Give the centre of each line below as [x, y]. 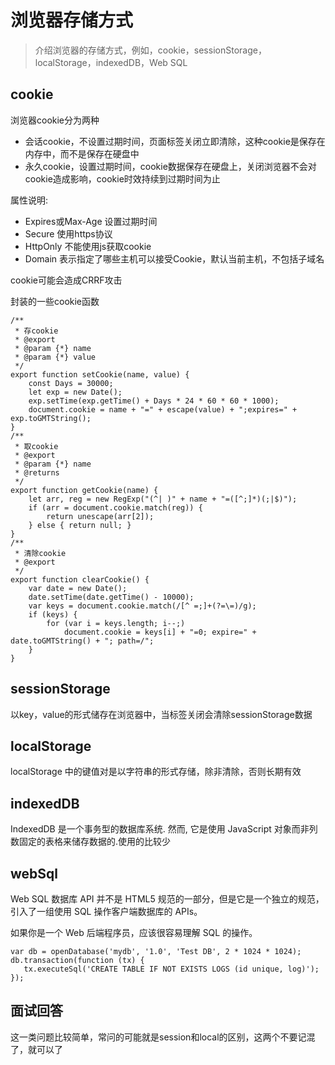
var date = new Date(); [78, 588]
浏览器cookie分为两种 [55, 120]
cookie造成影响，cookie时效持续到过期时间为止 [122, 178]
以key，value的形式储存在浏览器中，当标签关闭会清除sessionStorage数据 [161, 714]
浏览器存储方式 [72, 20]
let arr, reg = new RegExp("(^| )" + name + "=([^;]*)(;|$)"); [163, 499]
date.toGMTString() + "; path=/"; [82, 641]
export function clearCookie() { [80, 579]
